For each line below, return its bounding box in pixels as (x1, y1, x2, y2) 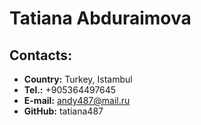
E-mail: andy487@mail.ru (23, 95, 131, 106)
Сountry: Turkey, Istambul (23, 73, 133, 85)
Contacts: (9, 47, 73, 64)
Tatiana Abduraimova (9, 7, 192, 30)
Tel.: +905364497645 (23, 84, 117, 96)
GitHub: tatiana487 (23, 105, 104, 117)
